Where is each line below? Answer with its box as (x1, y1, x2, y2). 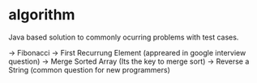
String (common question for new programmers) (8, 64, 170, 74)
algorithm (8, 6, 75, 24)
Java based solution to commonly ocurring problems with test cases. (8, 32, 239, 42)
